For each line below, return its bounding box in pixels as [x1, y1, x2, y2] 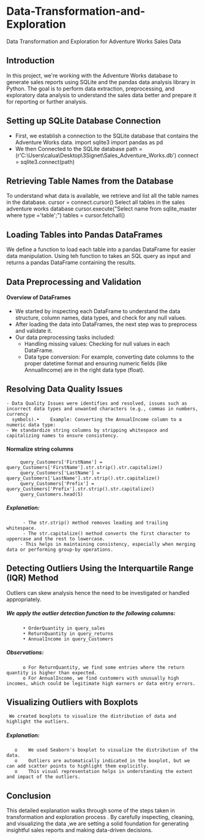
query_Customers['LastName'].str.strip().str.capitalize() [6, 475, 160, 481]
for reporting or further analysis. [6, 98, 88, 105]
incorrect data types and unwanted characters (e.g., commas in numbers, [6, 405, 199, 412]
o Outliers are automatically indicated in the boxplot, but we [14, 758, 190, 764]
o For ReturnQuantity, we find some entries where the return [22, 664, 185, 671]
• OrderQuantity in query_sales [22, 625, 105, 631]
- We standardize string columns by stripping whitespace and [6, 427, 168, 434]
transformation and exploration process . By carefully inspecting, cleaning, [6, 814, 195, 821]
